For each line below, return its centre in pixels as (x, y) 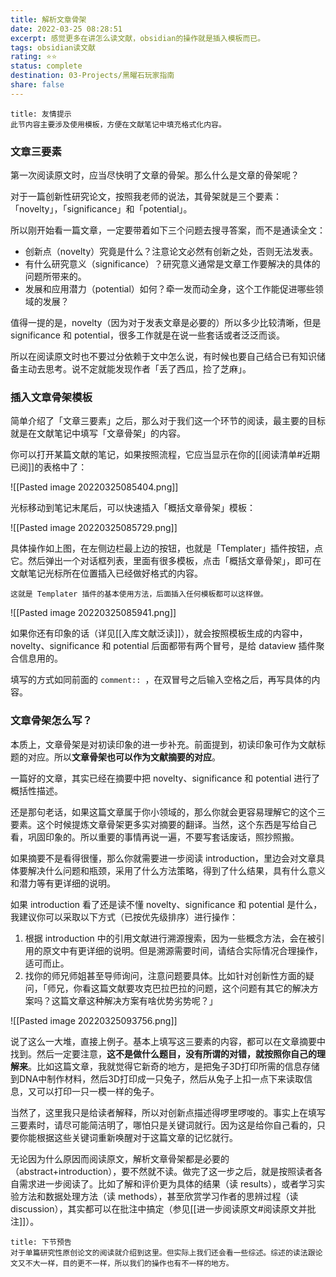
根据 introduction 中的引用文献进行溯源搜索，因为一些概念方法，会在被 (170, 938)
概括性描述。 (36, 790)
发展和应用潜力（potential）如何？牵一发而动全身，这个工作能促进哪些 (169, 289)
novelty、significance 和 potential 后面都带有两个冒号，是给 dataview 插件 (163, 646)
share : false (37, 85)
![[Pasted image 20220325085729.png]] (94, 528)
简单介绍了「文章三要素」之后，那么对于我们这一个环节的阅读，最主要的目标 (168, 421)
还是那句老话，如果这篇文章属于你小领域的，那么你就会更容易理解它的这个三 (168, 812)
